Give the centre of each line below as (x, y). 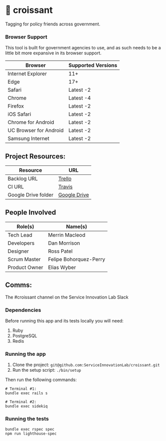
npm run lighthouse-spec (31, 434)
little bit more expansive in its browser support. (53, 53)
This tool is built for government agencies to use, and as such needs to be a (83, 48)
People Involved (31, 213)
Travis (65, 187)
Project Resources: (35, 156)
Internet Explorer (27, 74)
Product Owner (25, 267)
